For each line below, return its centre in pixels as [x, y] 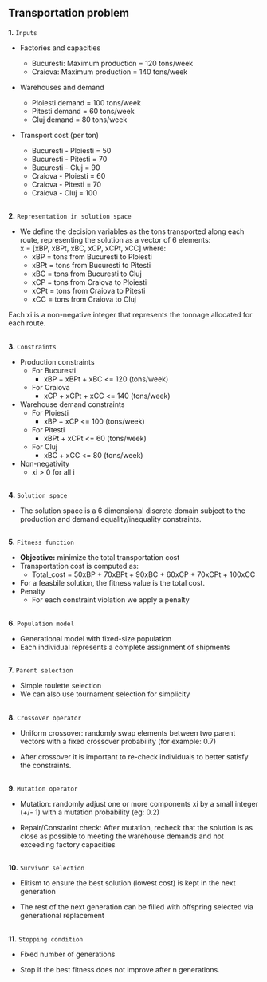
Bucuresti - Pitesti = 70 [69, 159]
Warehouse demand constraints [72, 404]
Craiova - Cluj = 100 [65, 193]
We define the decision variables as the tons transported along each [132, 231]
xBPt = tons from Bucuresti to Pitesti [91, 266]
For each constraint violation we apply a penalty [110, 600]
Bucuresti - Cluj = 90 [66, 168]
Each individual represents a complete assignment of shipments [125, 647]
